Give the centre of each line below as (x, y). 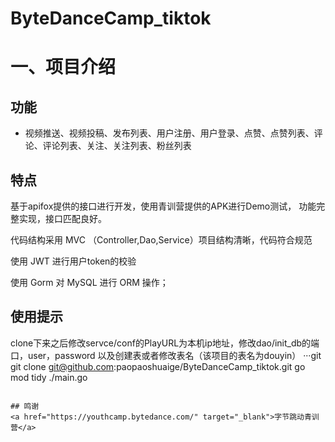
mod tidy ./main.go (49, 377)
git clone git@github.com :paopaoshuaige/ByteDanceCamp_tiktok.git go (158, 366)
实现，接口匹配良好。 (62, 218)
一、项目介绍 (63, 67)
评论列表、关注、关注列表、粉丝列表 (117, 146)
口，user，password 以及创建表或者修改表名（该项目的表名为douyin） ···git (166, 355)
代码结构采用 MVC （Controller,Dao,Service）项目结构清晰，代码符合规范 (161, 240)
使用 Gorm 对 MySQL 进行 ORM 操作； (89, 282)
